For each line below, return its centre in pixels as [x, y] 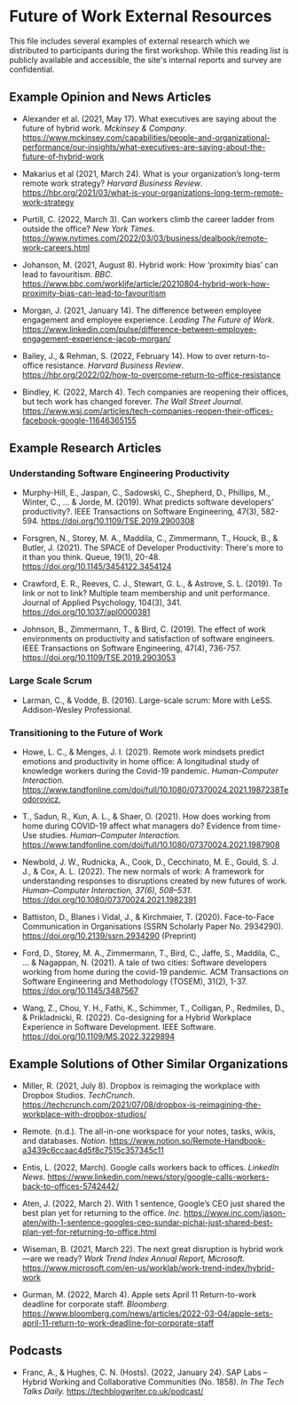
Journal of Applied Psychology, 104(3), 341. [102, 603]
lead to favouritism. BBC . [67, 274]
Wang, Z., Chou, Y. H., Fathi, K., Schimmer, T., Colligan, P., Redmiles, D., [153, 1008]
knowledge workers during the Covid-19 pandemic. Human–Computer [150, 771]
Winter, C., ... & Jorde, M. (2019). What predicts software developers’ [148, 502]
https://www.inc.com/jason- [235, 1213]
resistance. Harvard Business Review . [115, 365]
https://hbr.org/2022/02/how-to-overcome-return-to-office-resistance [151, 374]
